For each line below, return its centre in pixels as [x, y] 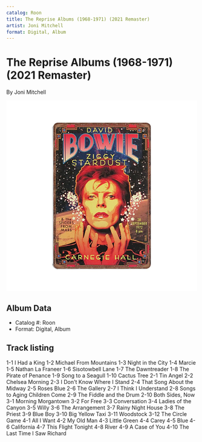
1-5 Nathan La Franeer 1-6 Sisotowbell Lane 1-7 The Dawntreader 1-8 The [98, 369]
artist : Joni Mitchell [35, 25]
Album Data [29, 308]
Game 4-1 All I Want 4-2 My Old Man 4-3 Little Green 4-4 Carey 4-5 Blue [97, 420]
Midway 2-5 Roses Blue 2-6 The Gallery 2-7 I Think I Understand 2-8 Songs [101, 388]
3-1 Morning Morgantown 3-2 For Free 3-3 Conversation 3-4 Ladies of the [99, 401]
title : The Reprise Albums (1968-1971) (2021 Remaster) [78, 19]
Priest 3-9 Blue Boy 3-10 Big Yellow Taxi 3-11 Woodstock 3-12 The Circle [97, 414]
